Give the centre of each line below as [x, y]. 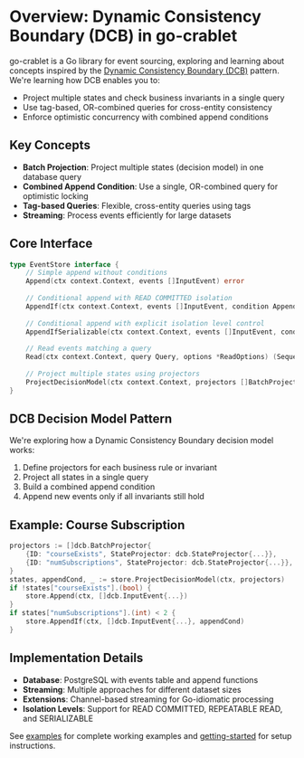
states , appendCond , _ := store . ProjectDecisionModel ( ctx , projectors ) [147, 579]
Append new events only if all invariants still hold [114, 497]
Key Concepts [50, 145]
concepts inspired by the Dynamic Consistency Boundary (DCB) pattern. [145, 71]
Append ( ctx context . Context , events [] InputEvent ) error [135, 281]
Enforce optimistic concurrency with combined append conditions [145, 117]
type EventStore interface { [64, 264]
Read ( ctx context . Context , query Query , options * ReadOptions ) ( [152, 357]
